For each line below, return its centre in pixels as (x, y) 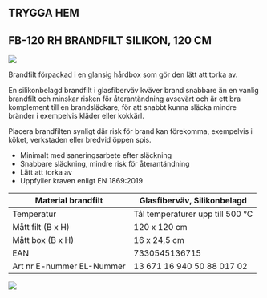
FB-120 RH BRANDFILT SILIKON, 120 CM (110, 40)
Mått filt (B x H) (41, 228)
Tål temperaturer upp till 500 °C (193, 214)
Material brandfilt (69, 201)
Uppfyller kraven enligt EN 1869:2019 (81, 181)
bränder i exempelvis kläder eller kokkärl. (76, 116)
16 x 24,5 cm (159, 240)
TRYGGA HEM (44, 13)
